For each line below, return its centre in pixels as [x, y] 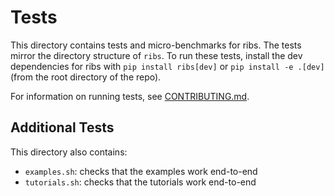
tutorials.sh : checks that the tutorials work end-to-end [140, 182]
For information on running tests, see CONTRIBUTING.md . [130, 96]
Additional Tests [62, 127]
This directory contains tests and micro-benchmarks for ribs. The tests [156, 45]
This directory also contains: [69, 152]
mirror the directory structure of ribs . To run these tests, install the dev [156, 55]
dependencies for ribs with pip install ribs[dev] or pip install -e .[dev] [167, 66]
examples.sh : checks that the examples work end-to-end [141, 171]
